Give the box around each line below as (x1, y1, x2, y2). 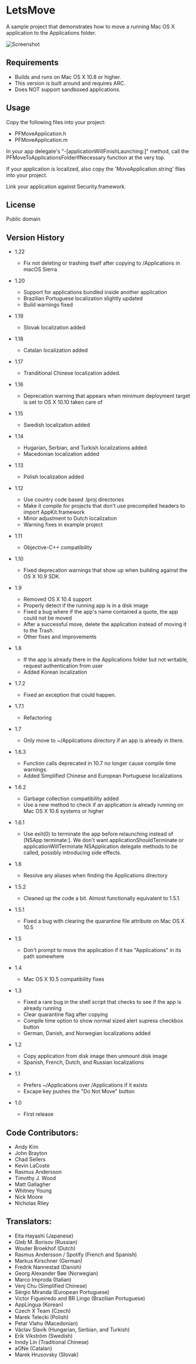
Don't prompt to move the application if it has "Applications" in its (23, 947, 181, 954)
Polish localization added (23, 473, 84, 480)
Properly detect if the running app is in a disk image (23, 602, 148, 609)
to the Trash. (23, 627, 55, 634)
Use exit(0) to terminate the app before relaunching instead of (23, 830, 174, 837)
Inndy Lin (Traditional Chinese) (14, 1338, 89, 1345)
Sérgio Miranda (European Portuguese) (14, 1288, 110, 1295)
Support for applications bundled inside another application (23, 289, 167, 296)
